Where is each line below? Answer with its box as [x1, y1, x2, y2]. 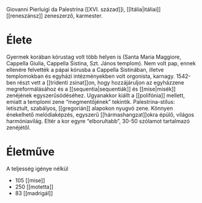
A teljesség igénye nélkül [6, 165, 68, 172]
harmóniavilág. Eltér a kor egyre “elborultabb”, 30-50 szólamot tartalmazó [6, 117, 191, 124]
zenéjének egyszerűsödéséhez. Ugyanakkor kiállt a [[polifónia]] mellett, [6, 91, 186, 99]
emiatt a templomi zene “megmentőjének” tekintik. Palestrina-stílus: [6, 98, 175, 105]
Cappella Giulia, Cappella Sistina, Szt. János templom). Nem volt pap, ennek [6, 59, 196, 66]
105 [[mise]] [15, 176, 45, 184]
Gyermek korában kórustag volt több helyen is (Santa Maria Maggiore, [6, 53, 181, 60]
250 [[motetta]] [15, 183, 54, 190]
